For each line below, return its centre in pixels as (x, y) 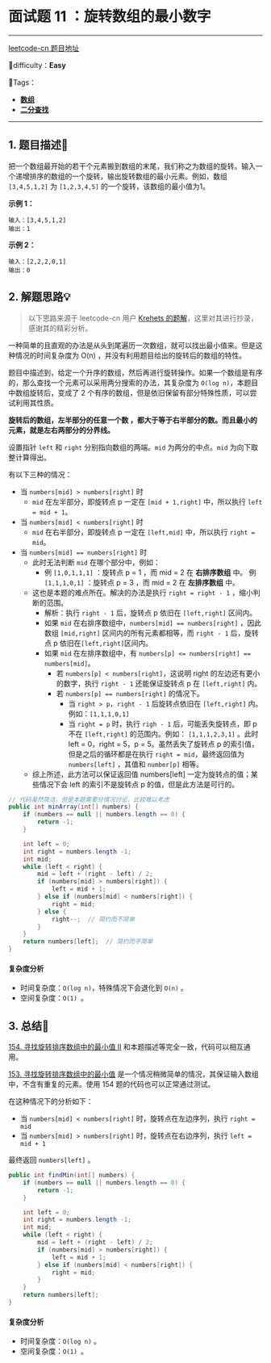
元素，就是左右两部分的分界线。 (61, 430)
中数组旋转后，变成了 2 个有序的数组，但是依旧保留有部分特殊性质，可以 (129, 392)
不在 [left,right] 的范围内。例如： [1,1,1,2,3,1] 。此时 (163, 734)
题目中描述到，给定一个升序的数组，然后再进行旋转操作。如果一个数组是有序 (135, 372)
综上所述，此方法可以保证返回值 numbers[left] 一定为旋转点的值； (142, 774)
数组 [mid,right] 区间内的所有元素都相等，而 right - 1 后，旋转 (152, 633)
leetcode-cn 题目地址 (44, 48)
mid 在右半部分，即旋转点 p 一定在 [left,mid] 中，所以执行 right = (144, 532)
